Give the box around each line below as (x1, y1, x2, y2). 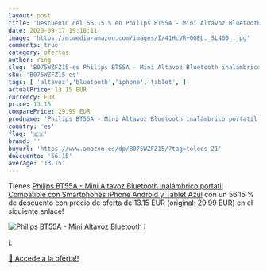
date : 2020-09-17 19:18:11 (8, 26, 98, 34)
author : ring (8, 56, 52, 64)
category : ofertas (8, 48, 69, 56)
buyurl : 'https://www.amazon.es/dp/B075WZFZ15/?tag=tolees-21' (8, 145, 222, 153)
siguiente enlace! (8, 207, 64, 216)
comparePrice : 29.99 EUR (8, 108, 91, 116)
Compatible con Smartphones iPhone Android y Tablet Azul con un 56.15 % (8, 190, 254, 199)
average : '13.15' (8, 160, 66, 168)
